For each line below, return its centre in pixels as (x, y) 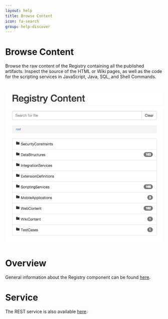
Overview (26, 263)
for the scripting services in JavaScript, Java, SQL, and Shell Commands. (81, 77)
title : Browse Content (29, 16)
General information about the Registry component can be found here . (78, 277)
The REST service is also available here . (46, 311)
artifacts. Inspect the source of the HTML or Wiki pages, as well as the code (84, 71)
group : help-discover (28, 27)
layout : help (19, 11)
